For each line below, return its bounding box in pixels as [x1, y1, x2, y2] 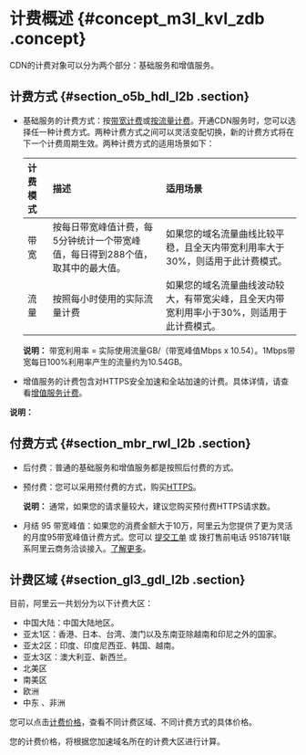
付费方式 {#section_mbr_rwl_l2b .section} [9, 435, 252, 452]
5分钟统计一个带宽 [52, 234, 132, 246]
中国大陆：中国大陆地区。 [22, 617, 119, 628]
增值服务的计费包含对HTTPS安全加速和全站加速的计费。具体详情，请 [22, 375, 281, 386]
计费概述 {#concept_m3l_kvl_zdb [9, 8, 265, 29]
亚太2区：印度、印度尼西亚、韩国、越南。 [22, 640, 180, 651]
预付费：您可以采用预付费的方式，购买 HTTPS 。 [22, 481, 202, 492]
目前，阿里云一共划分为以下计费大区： [9, 598, 153, 609]
